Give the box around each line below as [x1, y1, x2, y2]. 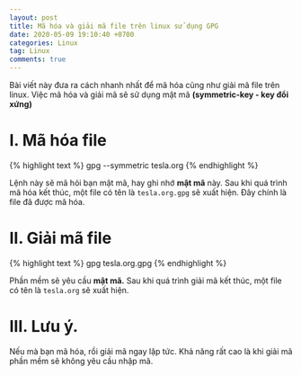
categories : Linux [9, 38, 78, 48]
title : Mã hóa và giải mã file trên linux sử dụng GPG [9, 22, 219, 31]
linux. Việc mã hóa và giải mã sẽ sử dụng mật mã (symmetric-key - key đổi [9, 89, 289, 100]
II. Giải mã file [9, 228, 112, 248]
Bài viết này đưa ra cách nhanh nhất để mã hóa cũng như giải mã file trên [9, 80, 280, 90]
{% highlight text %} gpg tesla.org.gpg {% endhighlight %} [9, 257, 227, 268]
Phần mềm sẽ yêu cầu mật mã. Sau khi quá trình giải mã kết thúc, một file [9, 275, 283, 286]
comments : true [9, 55, 66, 64]
